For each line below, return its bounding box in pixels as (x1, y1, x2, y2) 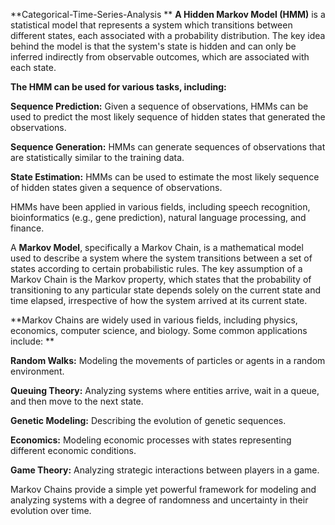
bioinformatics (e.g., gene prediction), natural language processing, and (10, 212, 307, 223)
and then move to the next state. (10, 395, 144, 407)
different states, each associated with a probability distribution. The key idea (10, 30, 326, 41)
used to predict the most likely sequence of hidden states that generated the (10, 111, 326, 123)
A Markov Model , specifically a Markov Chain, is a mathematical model (10, 242, 304, 253)
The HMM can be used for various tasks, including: (10, 81, 227, 93)
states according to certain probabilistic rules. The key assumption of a (10, 263, 303, 274)
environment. (10, 365, 65, 377)
